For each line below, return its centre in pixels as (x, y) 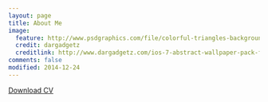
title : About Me (35, 23)
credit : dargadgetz (48, 45)
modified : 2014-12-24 (44, 68)
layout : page (30, 16)
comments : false (35, 61)
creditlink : (35, 53)
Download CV (31, 90)
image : (19, 30)
